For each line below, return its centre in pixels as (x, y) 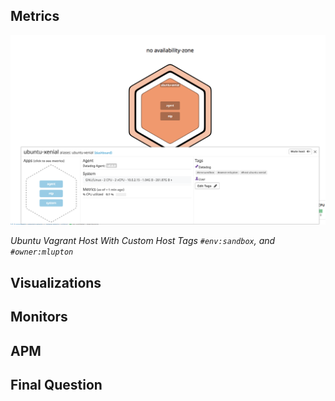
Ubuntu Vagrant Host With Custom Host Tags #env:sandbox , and (143, 241)
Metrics (35, 16)
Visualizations (56, 282)
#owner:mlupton (42, 252)
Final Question (56, 385)
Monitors (39, 317)
